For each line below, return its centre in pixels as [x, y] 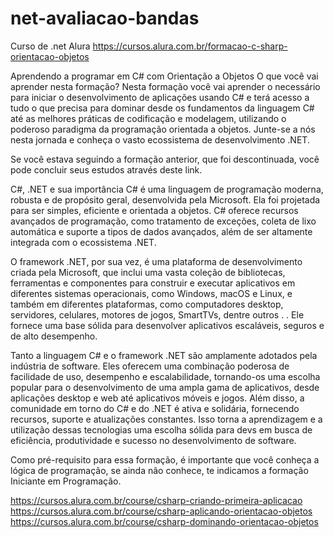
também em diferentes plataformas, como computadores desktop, [147, 304]
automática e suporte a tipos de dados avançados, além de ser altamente [161, 231]
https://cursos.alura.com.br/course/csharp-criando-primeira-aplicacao [156, 500]
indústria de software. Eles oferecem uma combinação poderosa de [150, 366]
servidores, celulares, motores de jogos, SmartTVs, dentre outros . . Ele [157, 314]
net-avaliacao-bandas [105, 18]
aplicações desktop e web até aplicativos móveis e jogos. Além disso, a [157, 398]
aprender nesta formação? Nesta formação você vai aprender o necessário [165, 86]
